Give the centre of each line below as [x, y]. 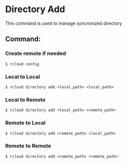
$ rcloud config [22, 64]
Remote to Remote [28, 146]
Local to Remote [25, 99]
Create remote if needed [36, 53]
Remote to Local [25, 123]
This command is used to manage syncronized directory [64, 23]
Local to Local [23, 77]
